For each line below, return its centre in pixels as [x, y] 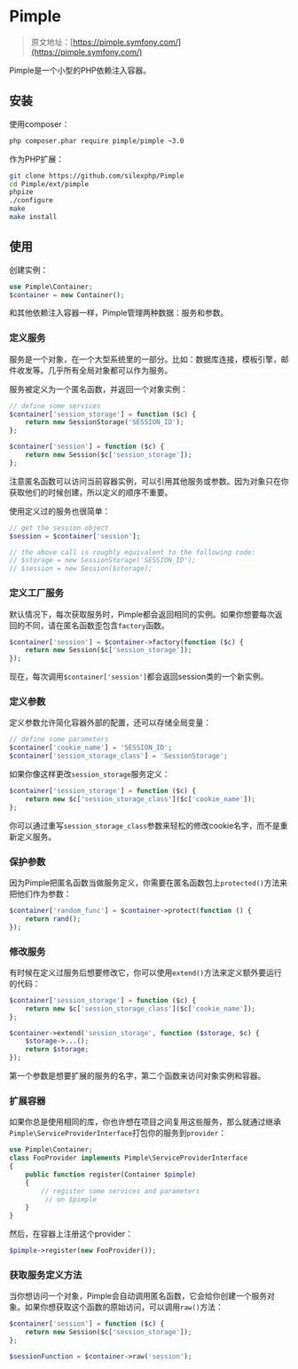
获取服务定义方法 [46, 1275]
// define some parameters [59, 740]
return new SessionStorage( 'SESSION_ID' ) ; [105, 422]
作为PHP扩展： [37, 159]
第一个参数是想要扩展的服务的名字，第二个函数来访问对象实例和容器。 [137, 1076]
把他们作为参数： [40, 894]
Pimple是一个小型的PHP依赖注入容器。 [80, 70]
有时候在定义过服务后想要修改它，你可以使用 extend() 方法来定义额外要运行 [145, 972]
